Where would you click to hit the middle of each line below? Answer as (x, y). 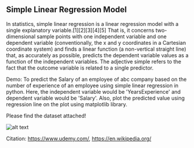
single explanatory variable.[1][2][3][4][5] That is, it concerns (80, 30)
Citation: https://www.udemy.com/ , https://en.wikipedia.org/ (79, 139)
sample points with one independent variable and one (102, 36)
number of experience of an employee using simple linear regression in (92, 85)
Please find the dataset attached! (46, 116)
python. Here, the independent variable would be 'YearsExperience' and (93, 91)
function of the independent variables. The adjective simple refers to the (94, 61)
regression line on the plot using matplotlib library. (67, 104)
